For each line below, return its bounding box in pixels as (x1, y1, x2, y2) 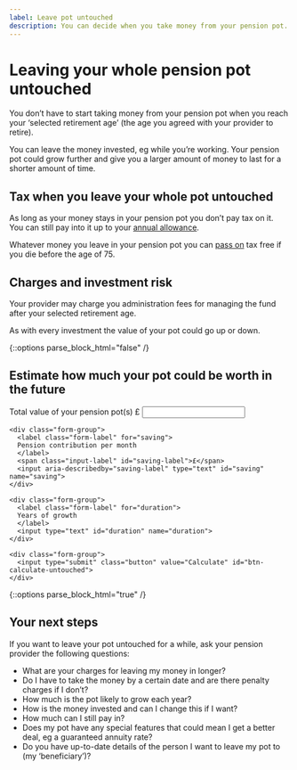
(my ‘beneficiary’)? (21, 750, 92, 761)
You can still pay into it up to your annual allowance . (9, 222, 200, 233)
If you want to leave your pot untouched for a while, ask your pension (9, 638, 264, 649)
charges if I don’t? (21, 684, 89, 695)
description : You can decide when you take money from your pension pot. (9, 21, 289, 30)
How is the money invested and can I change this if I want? (21, 703, 238, 714)
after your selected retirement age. (9, 308, 137, 319)
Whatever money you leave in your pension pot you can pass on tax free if (9, 240, 282, 250)
